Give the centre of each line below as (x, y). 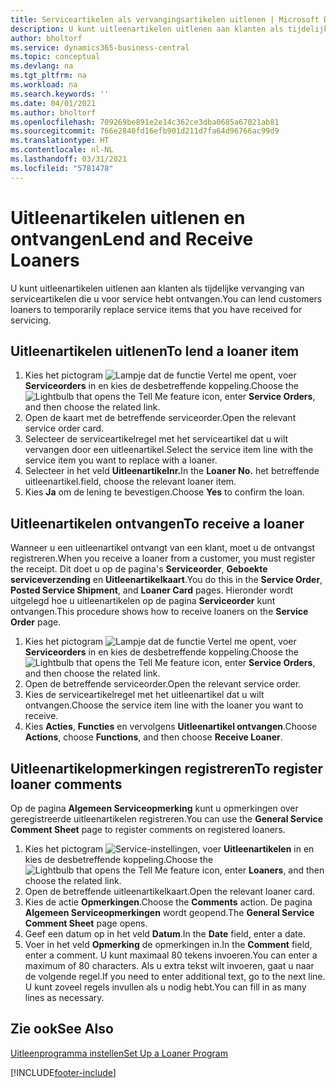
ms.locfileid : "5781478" (62, 168)
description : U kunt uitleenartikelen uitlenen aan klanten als (147, 29)
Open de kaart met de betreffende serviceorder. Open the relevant (160, 418)
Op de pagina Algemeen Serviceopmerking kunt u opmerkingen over (154, 808)
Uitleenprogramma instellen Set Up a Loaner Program (119, 1053)
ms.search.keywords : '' (60, 94)
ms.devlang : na (42, 66)
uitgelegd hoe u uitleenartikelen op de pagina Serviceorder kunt (143, 601)
